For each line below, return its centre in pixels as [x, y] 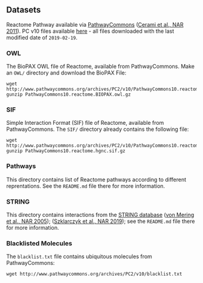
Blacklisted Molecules [39, 243]
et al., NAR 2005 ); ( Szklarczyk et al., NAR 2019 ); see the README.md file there [101, 221]
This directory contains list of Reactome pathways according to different [96, 179]
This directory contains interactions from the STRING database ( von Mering [100, 215]
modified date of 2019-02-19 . [42, 37]
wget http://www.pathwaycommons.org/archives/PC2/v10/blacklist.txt [94, 274]
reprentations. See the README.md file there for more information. [85, 186]
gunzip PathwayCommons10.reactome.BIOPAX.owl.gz [69, 95]
